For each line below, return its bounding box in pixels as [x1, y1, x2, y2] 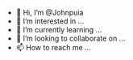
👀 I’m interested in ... [15, 16, 85, 26]
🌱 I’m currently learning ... [15, 25, 102, 34]
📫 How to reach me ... [15, 43, 91, 52]
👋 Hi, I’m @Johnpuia [15, 8, 84, 17]
